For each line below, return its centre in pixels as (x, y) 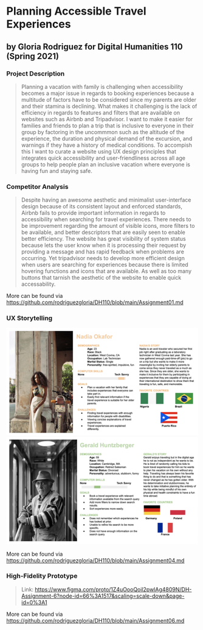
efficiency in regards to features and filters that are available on (101, 112)
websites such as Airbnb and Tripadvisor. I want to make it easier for (107, 119)
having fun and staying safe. (57, 171)
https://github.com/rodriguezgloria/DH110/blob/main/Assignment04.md (95, 560)
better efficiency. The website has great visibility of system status (104, 239)
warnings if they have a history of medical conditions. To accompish (107, 145)
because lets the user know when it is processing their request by (104, 246)
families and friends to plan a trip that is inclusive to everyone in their (108, 126)
